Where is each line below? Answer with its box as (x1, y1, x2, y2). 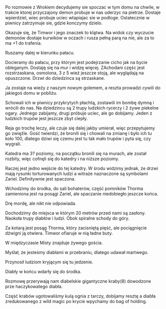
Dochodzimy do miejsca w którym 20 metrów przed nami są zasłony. (5, 210, 146, 216)
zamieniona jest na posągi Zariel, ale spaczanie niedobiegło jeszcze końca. (5, 191, 159, 196)
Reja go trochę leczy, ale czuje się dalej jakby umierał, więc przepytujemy (5, 125, 155, 131)
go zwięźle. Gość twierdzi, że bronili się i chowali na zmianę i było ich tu (5, 130, 152, 136)
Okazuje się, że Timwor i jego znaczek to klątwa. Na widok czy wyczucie (5, 30, 154, 35)
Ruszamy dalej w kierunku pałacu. (5, 50, 75, 56)
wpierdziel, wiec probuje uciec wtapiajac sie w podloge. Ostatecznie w (5, 15, 150, 20)
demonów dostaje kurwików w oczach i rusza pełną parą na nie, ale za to (5, 35, 155, 41)
